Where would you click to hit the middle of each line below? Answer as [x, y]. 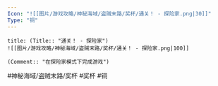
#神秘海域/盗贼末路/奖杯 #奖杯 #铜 [57, 76]
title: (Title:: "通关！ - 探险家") [58, 41]
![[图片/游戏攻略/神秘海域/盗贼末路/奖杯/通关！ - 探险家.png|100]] [98, 48]
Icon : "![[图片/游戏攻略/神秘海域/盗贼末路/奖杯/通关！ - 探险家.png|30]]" [109, 14]
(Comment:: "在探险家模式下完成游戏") [59, 62]
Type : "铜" [23, 20]
